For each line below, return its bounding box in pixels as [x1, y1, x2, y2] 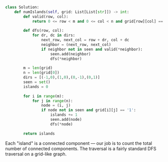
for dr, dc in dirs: [32, 33, 75, 38]
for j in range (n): [32, 98, 73, 103]
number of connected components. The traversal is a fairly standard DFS [5, 145, 157, 151]
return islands [23, 131, 55, 136]
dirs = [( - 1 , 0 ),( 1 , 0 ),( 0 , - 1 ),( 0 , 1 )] [23, 75, 100, 80]
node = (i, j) [41, 103, 71, 108]
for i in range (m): [23, 94, 64, 99]
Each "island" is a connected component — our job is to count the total [5, 140, 152, 146]
